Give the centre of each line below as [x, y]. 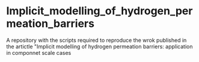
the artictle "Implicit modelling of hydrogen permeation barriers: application [99, 46]
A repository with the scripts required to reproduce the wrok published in [96, 40]
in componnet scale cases [39, 52]
